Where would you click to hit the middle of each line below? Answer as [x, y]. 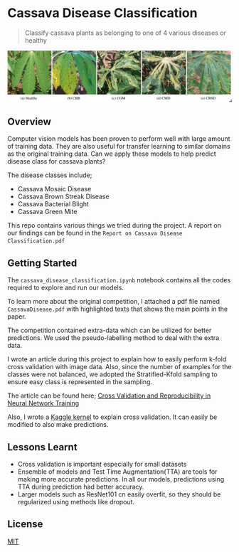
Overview [30, 122]
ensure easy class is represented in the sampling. [80, 382]
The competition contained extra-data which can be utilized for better [110, 330]
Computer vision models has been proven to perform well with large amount [119, 139]
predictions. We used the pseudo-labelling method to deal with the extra [113, 338]
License [25, 524]
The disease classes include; [50, 175]
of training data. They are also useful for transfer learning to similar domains [119, 147]
